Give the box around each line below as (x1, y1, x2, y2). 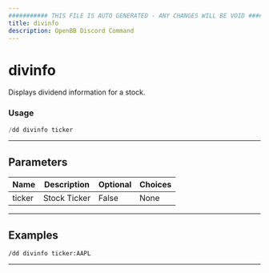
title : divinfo (8, 19, 59, 27)
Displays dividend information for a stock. (8, 87, 146, 97)
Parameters (8, 155, 68, 169)
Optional (98, 179, 132, 191)
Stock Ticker (42, 193, 90, 204)
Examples (8, 228, 58, 242)
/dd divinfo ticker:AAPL (8, 250, 91, 258)
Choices (139, 179, 172, 191)
